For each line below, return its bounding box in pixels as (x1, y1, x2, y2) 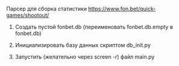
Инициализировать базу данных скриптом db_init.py (15, 42, 151, 48)
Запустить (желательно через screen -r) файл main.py (15, 53, 155, 60)
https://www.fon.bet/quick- (88, 5, 156, 12)
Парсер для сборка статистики (6, 5, 87, 12)
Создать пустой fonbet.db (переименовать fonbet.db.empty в (15, 24, 174, 30)
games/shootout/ (6, 12, 50, 19)
